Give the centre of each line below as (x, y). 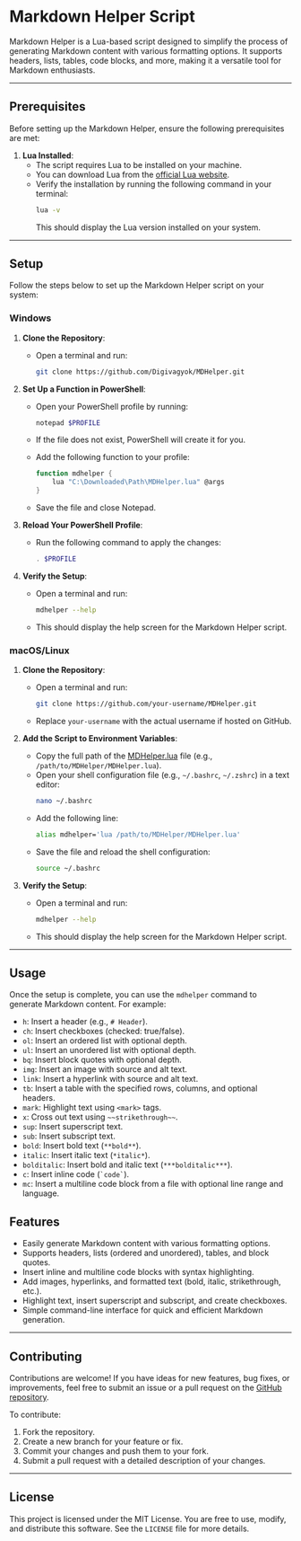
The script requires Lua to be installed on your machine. (139, 164)
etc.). (32, 1291)
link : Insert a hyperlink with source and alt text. (110, 1079)
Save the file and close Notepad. (96, 508)
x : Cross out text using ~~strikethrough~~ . (100, 1117)
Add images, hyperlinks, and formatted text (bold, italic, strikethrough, (151, 1281)
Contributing (46, 1356)
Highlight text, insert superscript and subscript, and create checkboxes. (155, 1301)
